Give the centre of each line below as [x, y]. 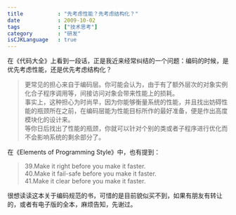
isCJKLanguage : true [42, 40]
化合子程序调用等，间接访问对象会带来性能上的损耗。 [101, 93]
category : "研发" [44, 33]
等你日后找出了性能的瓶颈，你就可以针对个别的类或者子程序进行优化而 [126, 129]
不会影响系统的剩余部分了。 [65, 137]
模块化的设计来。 [49, 119]
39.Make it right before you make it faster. [85, 167]
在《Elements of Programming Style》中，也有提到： [84, 152]
